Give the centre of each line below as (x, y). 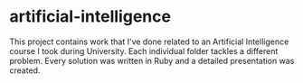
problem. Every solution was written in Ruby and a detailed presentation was (152, 60)
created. (25, 70)
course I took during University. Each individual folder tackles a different (144, 51)
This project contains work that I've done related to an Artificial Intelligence (149, 41)
